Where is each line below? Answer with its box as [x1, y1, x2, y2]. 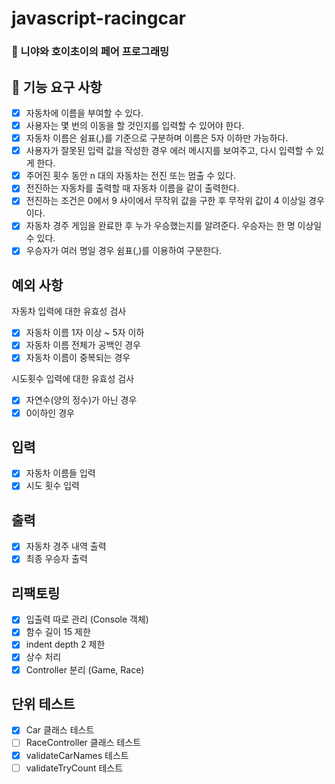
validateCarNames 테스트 [25, 749, 129, 761]
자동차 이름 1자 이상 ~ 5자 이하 [25, 327, 145, 339]
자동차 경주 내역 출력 [25, 540, 107, 552]
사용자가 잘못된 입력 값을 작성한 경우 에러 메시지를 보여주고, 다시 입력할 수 [25, 145, 314, 157]
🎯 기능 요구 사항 [11, 78, 103, 96]
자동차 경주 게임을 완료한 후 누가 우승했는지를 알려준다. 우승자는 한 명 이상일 [25, 220, 323, 232]
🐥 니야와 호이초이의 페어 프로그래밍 [11, 45, 169, 59]
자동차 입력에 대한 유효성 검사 [11, 305, 127, 317]
